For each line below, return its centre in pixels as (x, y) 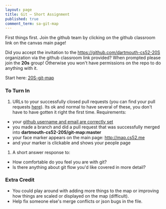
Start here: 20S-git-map (30, 78)
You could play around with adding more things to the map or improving (85, 191)
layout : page (19, 10)
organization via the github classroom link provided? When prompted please (83, 58)
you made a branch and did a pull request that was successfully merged (86, 127)
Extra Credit (20, 180)
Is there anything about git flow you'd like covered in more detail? (79, 167)
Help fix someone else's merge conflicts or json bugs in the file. (77, 201)
